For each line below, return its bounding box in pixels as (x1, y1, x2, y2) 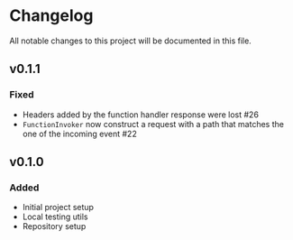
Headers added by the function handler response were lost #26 (22, 109, 260, 120)
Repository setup (22, 221, 87, 232)
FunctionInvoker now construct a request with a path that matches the (22, 118, 284, 129)
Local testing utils (22, 211, 88, 222)
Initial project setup (22, 202, 95, 213)
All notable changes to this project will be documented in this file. (9, 35, 252, 46)
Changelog (9, 5, 94, 26)
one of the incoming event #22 (22, 128, 137, 139)
